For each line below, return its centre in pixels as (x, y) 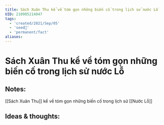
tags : (10, 19)
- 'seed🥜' (19, 28)
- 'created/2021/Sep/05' (35, 23)
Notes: (15, 89)
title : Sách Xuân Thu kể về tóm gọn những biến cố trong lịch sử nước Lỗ (82, 10)
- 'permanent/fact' (29, 32)
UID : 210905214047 (24, 14)
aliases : (14, 37)
